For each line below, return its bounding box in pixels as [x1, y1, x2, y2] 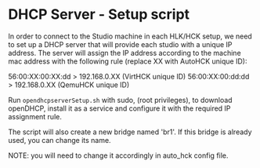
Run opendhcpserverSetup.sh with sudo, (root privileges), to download [8, 95, 233, 104]
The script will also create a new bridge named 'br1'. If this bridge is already [8, 127, 252, 137]
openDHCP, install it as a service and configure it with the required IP [8, 104, 231, 113]
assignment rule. [8, 111, 63, 121]
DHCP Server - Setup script [8, 5, 190, 24]
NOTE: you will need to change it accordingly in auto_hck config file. [8, 151, 229, 160]
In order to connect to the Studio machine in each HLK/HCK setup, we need [8, 31, 252, 41]
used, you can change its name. [8, 135, 111, 144]
